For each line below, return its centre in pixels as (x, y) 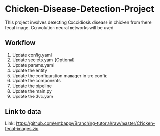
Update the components (36, 80)
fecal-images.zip (22, 128)
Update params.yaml (33, 65)
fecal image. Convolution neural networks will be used (59, 27)
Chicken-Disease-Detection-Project (80, 9)
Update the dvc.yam (32, 96)
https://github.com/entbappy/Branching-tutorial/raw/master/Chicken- (85, 123)
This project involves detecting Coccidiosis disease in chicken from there (78, 22)
